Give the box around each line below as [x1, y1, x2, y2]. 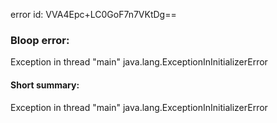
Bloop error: [10, 33, 70, 47]
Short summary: [10, 79, 80, 91]
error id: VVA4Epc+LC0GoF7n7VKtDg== [10, 9, 177, 20]
